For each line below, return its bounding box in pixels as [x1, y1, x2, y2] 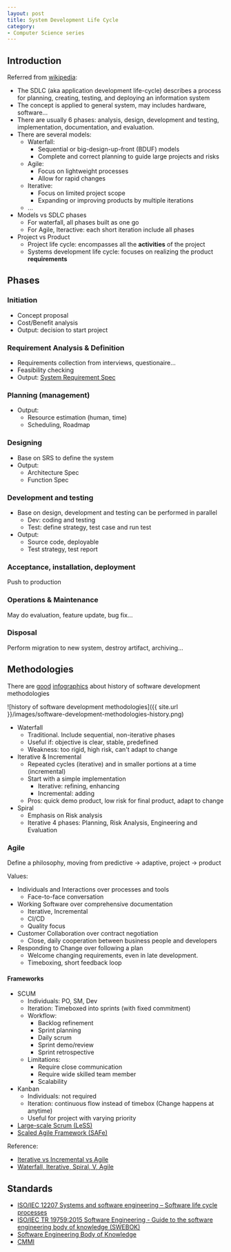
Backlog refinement [37, 1019, 94, 1027]
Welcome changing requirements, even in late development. [27, 951, 199, 959]
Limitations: [27, 1056, 61, 1064]
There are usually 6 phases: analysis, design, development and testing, [17, 116, 219, 124]
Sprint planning [37, 1026, 81, 1034]
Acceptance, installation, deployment [7, 562, 136, 572]
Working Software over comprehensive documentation [17, 900, 173, 908]
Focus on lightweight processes [37, 167, 129, 176]
